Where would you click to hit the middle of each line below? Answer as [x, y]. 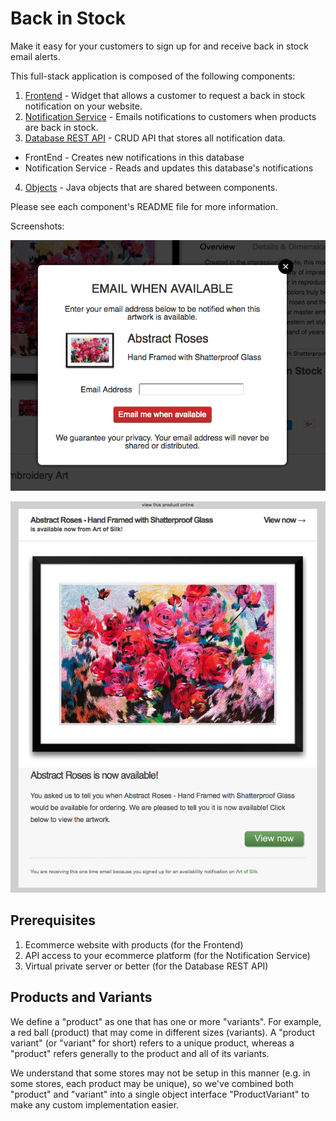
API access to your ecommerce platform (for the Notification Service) [167, 955]
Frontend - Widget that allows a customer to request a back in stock [165, 95]
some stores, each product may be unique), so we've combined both [152, 1083]
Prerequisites [53, 920]
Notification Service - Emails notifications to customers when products [170, 116]
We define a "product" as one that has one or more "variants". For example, [166, 1021]
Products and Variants [81, 997]
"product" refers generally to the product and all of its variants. [140, 1053]
